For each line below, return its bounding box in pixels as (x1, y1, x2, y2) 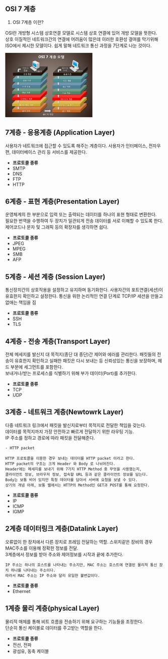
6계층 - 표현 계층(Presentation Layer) (5, 197, 120, 206)
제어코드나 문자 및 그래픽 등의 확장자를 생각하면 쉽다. (5, 224, 109, 230)
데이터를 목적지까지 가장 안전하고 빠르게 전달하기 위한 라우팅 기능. (5, 428, 134, 435)
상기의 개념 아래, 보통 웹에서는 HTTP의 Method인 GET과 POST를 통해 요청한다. (5, 483, 150, 488)
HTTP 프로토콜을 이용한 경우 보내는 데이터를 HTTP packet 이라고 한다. (5, 456, 135, 461)
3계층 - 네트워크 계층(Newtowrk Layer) (5, 408, 124, 416)
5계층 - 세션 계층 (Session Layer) (5, 272, 106, 281)
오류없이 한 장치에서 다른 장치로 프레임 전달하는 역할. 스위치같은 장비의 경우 (5, 538, 153, 545)
